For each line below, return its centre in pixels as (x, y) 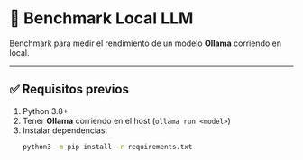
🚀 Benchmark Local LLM (101, 18)
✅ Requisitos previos (69, 89)
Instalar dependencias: (65, 130)
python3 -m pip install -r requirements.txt (107, 147)
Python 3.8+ (46, 111)
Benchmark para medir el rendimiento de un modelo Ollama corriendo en (146, 43)
